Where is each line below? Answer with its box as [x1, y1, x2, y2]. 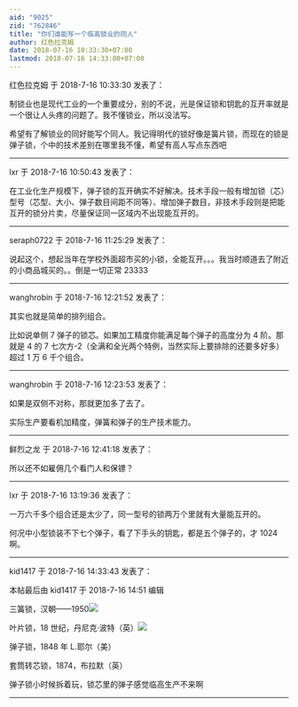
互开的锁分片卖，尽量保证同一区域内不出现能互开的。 [9, 208, 204, 218]
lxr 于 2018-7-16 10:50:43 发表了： [9, 167, 136, 177]
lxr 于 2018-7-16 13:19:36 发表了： [9, 490, 133, 500]
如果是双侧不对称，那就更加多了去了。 [9, 398, 149, 408]
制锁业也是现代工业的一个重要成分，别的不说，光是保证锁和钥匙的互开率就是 [9, 98, 289, 109]
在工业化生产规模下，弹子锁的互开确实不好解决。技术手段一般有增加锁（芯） [9, 185, 289, 196]
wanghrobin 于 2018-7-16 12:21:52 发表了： [9, 292, 167, 302]
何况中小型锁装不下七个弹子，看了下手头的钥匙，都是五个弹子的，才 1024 [9, 528, 278, 538]
